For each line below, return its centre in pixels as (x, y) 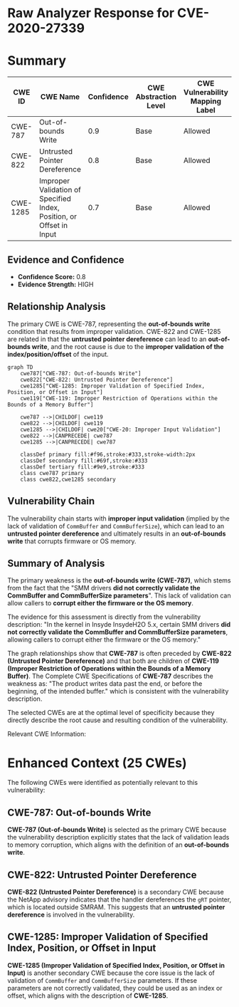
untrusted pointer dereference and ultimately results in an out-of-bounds (117, 533)
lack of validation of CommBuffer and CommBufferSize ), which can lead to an (116, 526)
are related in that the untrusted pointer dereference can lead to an (107, 339)
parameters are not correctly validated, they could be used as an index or (115, 988)
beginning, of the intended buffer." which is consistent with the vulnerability (118, 692)
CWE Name (60, 97)
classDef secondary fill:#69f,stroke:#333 (84, 461)
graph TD (20, 367)
